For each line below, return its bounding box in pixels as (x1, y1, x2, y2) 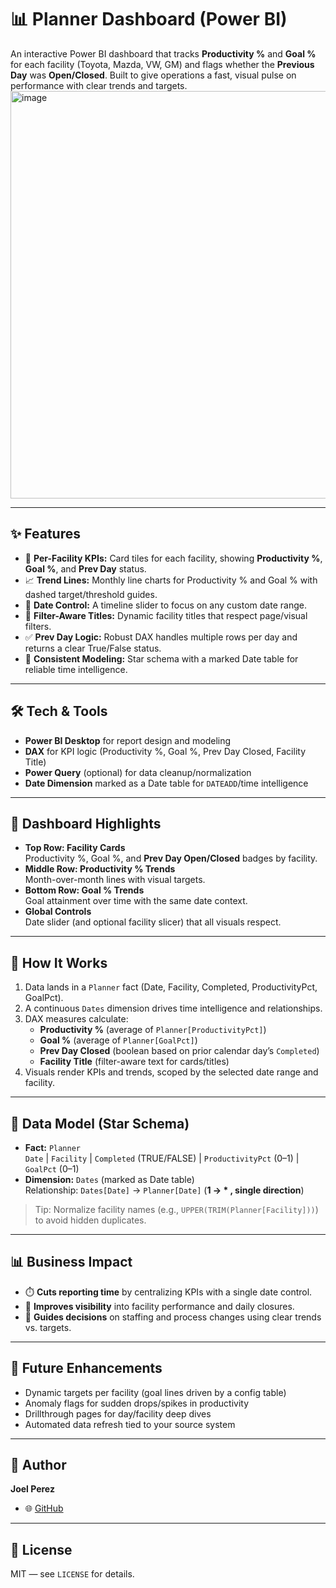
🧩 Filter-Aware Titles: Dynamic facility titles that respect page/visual (24, 609, 308, 621)
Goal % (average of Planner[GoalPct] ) (39, 1034, 198, 1046)
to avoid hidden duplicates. (34, 1214, 147, 1226)
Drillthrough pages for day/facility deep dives (24, 1407, 212, 1420)
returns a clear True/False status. (24, 642, 162, 654)
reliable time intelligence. (24, 663, 128, 675)
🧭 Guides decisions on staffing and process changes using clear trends (24, 1311, 322, 1323)
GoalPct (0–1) (24, 1163, 80, 1175)
